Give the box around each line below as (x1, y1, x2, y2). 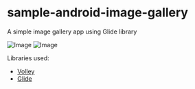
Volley (16, 67, 35, 75)
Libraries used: (7, 53, 49, 62)
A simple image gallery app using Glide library (7, 27, 137, 36)
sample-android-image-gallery (7, 5, 189, 21)
